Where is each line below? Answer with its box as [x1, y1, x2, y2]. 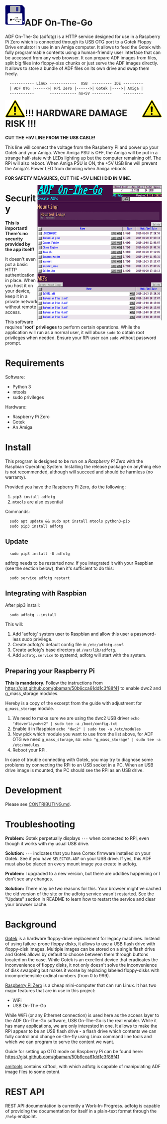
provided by [5, 241, 31, 247]
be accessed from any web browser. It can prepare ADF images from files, [5, 54, 158, 60]
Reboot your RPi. [12, 747, 47, 753]
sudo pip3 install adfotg [9, 524, 64, 529]
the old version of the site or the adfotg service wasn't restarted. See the [5, 891, 154, 897]
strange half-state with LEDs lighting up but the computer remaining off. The [5, 155, 162, 161]
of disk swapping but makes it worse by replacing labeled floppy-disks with [5, 967, 160, 973]
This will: [5, 621, 23, 627]
